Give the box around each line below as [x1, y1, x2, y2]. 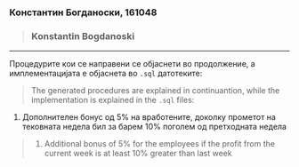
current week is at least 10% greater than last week [44, 148, 233, 159]
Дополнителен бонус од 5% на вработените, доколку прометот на [21, 112, 276, 123]
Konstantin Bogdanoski [30, 29, 135, 42]
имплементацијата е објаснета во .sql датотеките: [9, 68, 203, 79]
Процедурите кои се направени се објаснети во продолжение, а [9, 59, 255, 69]
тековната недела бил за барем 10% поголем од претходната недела [21, 122, 287, 132]
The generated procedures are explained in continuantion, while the [30, 85, 280, 96]
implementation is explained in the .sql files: [30, 95, 195, 106]
